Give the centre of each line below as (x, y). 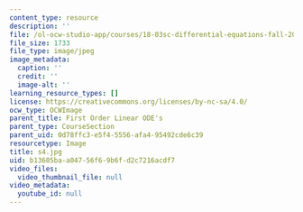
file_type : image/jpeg (52, 51)
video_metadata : (40, 186)
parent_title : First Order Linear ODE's (87, 118)
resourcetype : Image (48, 143)
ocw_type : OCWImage (46, 110)
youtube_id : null (50, 194)
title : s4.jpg (36, 152)
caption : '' (40, 69)
